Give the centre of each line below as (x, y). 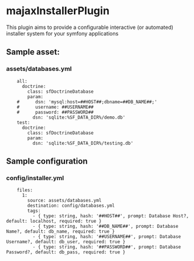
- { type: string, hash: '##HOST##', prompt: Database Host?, (111, 216)
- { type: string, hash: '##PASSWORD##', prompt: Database (107, 247)
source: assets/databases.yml (64, 201)
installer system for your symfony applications (62, 33)
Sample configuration (47, 162)
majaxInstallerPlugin (58, 11)
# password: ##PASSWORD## (55, 112)
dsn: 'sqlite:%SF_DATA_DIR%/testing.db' (83, 143)
